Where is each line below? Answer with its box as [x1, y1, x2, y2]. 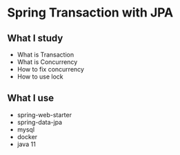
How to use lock [17, 72, 63, 81]
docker [17, 132, 38, 141]
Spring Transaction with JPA [7, 5, 174, 21]
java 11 [17, 140, 36, 148]
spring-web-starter [17, 110, 72, 118]
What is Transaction [17, 50, 74, 59]
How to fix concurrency [17, 65, 85, 73]
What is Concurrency [17, 58, 78, 66]
